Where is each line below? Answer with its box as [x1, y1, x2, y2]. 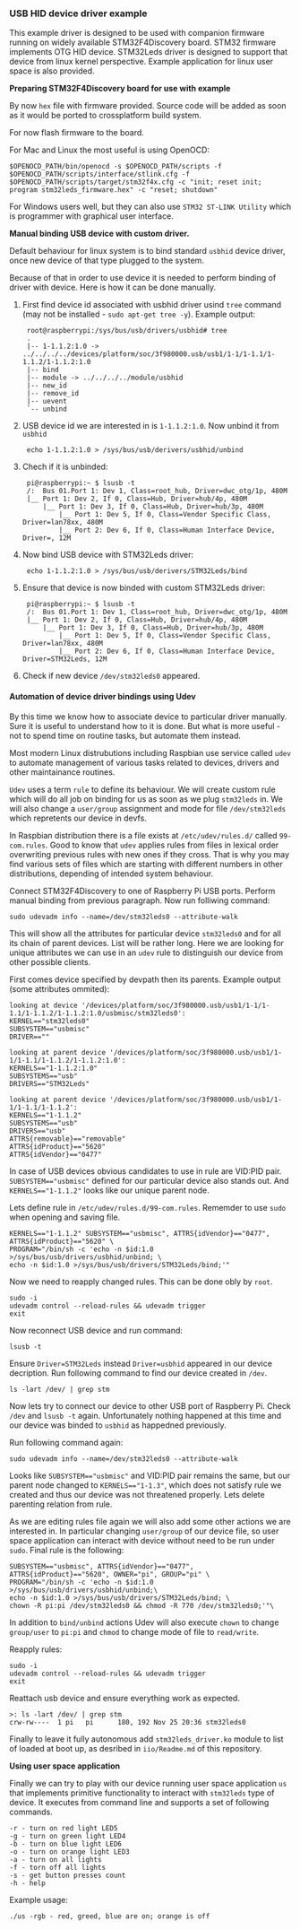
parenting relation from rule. [9, 1499, 113, 1509]
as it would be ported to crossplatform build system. [9, 110, 201, 121]
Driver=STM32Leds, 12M [21, 655, 107, 664]
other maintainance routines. [9, 766, 116, 778]
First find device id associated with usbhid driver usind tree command [21, 300, 282, 310]
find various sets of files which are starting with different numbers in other [9, 858, 284, 869]
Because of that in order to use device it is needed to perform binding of [9, 273, 277, 283]
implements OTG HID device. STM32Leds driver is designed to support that [9, 47, 288, 57]
